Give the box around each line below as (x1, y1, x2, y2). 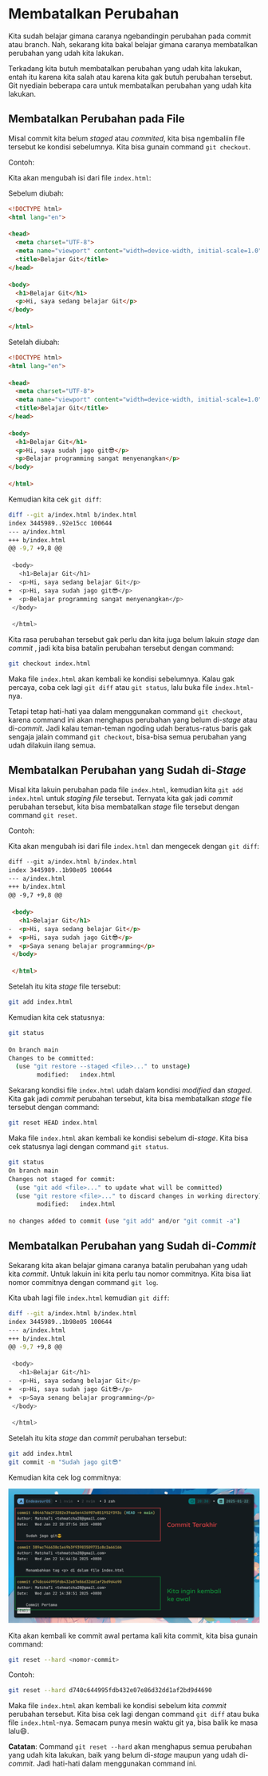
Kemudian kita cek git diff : (8, 494, 102, 504)
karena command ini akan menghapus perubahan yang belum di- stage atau (8, 716, 258, 724)
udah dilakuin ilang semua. (8, 740, 97, 750)
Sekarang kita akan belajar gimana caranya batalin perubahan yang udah (8, 1260, 248, 1270)
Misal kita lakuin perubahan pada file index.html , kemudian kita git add (8, 784, 243, 795)
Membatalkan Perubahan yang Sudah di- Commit (8, 1239, 257, 1253)
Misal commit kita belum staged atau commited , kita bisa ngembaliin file (8, 133, 246, 143)
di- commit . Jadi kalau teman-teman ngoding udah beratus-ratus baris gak (8, 723, 253, 733)
